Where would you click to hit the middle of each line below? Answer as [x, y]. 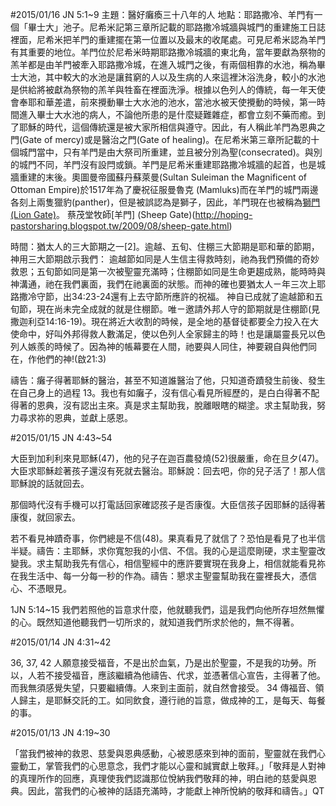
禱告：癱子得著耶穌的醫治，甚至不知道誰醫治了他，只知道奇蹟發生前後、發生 [168, 380]
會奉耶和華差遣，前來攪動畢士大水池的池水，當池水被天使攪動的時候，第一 [163, 102]
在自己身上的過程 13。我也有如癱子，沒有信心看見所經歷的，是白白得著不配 [165, 392]
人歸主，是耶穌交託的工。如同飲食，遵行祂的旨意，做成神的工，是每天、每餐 [168, 700]
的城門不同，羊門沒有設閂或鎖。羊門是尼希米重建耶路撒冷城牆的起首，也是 [163, 164]
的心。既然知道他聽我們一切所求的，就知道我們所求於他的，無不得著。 [155, 622]
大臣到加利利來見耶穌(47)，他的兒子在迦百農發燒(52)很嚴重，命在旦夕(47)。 [167, 458]
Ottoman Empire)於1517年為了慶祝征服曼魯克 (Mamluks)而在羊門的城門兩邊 [164, 189]
